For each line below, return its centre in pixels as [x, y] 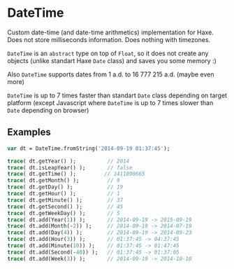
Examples [29, 132]
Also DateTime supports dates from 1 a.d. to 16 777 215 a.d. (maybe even [111, 74]
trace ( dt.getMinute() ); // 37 [65, 200]
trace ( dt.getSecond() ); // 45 [65, 207]
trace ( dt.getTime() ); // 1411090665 [76, 174]
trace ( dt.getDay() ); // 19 [65, 187]
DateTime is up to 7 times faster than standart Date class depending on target [117, 95]
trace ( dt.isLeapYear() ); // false [70, 167]
